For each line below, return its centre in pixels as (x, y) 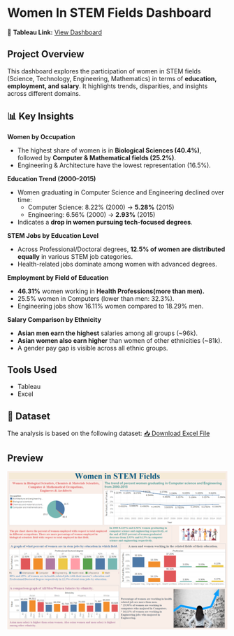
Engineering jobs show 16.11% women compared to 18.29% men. (110, 306)
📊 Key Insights (41, 116)
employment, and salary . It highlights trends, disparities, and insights (108, 86)
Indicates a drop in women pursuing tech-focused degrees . (105, 222)
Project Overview (46, 54)
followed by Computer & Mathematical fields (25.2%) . (97, 157)
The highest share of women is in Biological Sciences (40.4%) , (109, 150)
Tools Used (32, 370)
